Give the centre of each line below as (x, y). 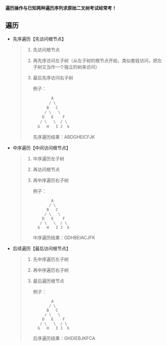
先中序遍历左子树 (51, 259)
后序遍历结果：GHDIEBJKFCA (64, 338)
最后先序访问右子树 (53, 77)
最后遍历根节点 (48, 281)
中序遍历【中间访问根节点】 (42, 148)
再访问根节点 (46, 169)
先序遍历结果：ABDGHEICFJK (64, 137)
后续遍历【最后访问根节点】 (42, 248)
